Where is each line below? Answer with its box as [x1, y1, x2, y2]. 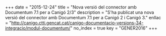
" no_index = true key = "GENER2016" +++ [70, 25, 158, 31]
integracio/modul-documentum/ [5, 25, 71, 31]
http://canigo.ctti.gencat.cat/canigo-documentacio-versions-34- [11, 20, 144, 26]
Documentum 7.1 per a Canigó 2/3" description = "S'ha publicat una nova [5, 9, 155, 15]
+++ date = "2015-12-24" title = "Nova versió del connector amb [5, 4, 137, 10]
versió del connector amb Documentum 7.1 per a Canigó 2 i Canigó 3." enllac [5, 15, 161, 20]
